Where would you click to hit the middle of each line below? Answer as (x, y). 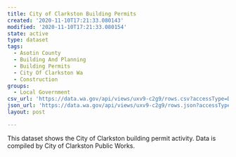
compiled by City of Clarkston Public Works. (71, 146)
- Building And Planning (50, 60)
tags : (15, 46)
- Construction (36, 79)
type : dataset (28, 40)
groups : (19, 86)
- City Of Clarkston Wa (48, 73)
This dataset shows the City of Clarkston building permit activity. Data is (112, 138)
